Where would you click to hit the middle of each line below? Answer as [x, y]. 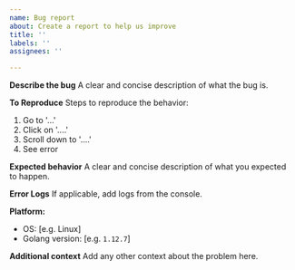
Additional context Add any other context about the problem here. [134, 256]
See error [40, 149]
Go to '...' [39, 121]
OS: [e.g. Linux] [52, 229]
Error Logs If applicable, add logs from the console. [106, 194]
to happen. [29, 177]
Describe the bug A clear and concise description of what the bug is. [139, 85]
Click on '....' [45, 130]
